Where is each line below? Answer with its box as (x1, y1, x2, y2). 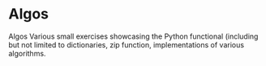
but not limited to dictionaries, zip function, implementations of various (8, 39, 245, 49)
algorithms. (8, 48, 46, 58)
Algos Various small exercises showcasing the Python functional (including (8, 31, 259, 41)
